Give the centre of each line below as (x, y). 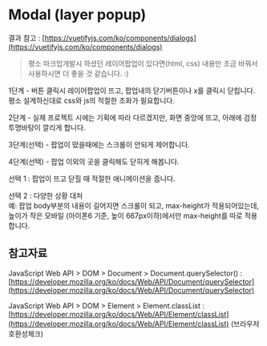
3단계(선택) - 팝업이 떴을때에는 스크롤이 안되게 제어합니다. (99, 144)
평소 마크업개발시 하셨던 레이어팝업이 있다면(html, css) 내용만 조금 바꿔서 (143, 63)
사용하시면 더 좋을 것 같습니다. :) (79, 73)
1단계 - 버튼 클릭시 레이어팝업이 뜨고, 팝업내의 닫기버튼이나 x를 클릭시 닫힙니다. (132, 91)
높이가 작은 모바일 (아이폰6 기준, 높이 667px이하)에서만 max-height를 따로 (125, 215)
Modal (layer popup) (77, 15)
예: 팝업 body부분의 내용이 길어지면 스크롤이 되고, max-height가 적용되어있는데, (134, 205)
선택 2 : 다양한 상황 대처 (46, 195)
